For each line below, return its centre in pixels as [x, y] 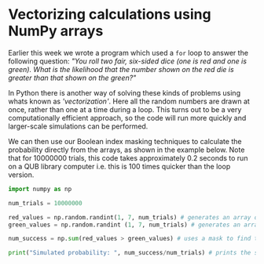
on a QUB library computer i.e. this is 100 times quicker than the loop [119, 166]
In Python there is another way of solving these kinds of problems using [125, 92]
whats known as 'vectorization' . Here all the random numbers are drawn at [129, 101]
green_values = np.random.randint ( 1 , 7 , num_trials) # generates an [125, 225]
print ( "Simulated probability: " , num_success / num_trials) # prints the [130, 253]
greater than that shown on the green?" [72, 78]
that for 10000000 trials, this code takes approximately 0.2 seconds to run [128, 157]
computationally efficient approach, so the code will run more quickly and [127, 118]
